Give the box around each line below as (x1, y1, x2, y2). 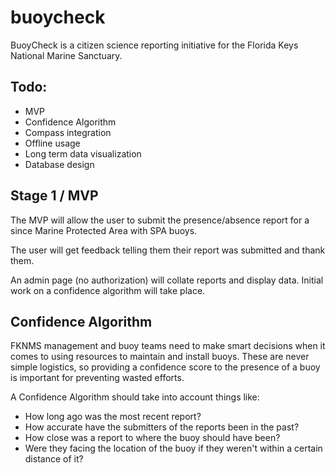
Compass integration (24, 126, 112, 138)
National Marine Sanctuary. (10, 49, 123, 61)
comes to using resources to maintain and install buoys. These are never (10, 351, 310, 363)
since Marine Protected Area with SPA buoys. (10, 224, 198, 236)
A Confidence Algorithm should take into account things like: (10, 391, 260, 403)
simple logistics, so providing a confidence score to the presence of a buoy (10, 361, 321, 373)
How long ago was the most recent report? (24, 411, 202, 423)
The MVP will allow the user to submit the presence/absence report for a (10, 214, 310, 226)
